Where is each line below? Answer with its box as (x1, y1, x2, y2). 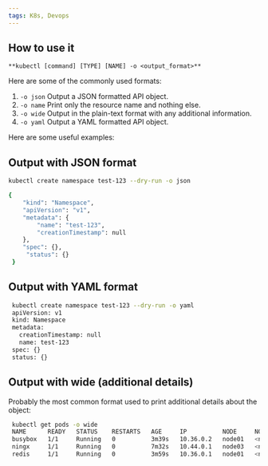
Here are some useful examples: (8, 132, 115, 142)
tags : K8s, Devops (8, 11, 69, 20)
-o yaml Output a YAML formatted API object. (19, 117, 169, 127)
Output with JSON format (8, 156, 137, 169)
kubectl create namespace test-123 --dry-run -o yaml (11, 301, 195, 310)
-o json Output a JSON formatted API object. (19, 92, 169, 101)
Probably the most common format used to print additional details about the (8, 397, 258, 406)
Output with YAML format (8, 280, 138, 294)
